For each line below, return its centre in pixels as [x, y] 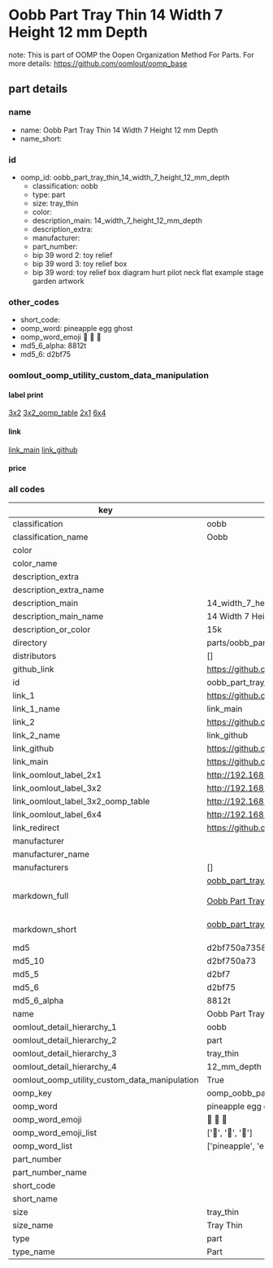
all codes [27, 490]
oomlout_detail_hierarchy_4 [65, 1067]
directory [30, 643]
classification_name [50, 537]
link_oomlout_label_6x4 [57, 815]
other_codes [34, 302]
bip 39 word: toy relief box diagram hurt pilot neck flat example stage [148, 272]
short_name [35, 1199]
